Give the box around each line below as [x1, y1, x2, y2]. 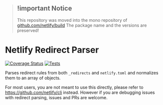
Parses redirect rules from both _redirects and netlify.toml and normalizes [5, 70, 159, 75]
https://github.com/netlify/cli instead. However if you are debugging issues [5, 90, 155, 95]
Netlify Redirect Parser [5, 45, 99, 55]
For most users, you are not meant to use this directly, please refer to [5, 84, 144, 90]
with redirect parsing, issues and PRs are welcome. [5, 94, 108, 100]
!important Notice [17, 4, 72, 13]
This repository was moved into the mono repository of [17, 17, 127, 23]
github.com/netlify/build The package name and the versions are [17, 22, 147, 28]
